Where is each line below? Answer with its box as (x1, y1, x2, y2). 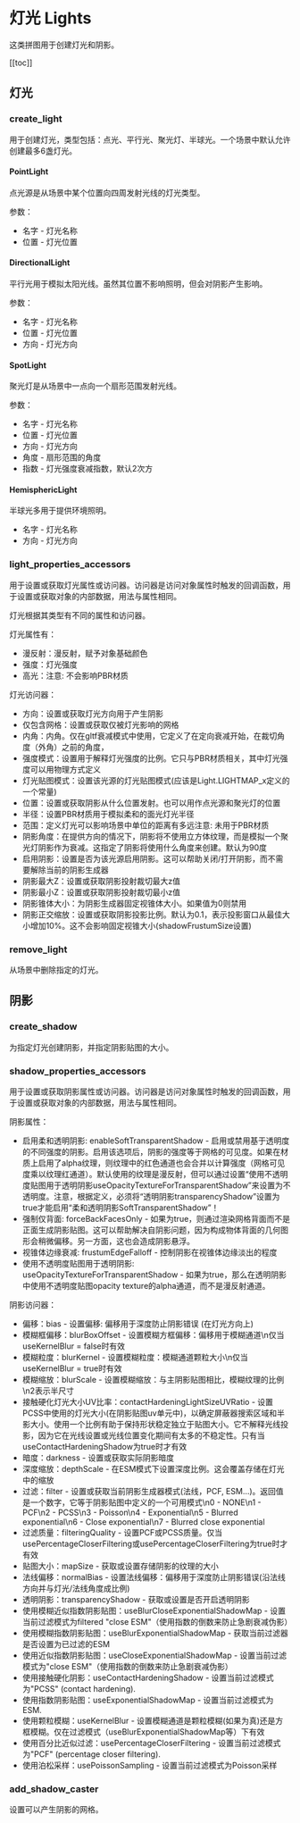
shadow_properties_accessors (9, 1065, 146, 1077)
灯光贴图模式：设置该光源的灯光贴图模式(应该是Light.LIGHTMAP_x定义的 (21, 774, 290, 786)
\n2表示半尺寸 (21, 1385, 74, 1396)
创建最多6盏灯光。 (9, 145, 78, 156)
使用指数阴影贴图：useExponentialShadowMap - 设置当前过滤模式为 (21, 1694, 274, 1706)
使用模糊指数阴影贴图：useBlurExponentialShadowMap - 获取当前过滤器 (21, 1627, 288, 1639)
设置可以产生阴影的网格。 (9, 1804, 104, 1815)
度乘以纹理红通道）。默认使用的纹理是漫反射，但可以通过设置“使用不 (21, 1169, 272, 1180)
